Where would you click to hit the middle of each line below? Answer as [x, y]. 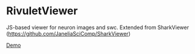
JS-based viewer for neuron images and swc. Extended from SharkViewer [98, 27]
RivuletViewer [42, 11]
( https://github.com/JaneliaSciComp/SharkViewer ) [68, 33]
